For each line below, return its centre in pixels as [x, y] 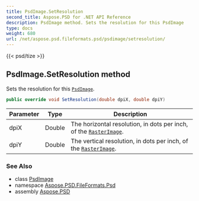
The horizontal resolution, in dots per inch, [129, 124]
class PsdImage [34, 179]
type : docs [20, 28]
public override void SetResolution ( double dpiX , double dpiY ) [86, 99]
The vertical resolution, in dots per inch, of [129, 141]
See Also [19, 166]
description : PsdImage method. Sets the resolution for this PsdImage [95, 22]
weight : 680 [21, 34]
